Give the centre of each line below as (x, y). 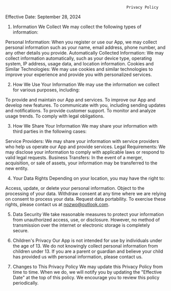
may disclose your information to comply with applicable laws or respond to (85, 152)
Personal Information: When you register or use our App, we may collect (81, 42)
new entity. (17, 168)
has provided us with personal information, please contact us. (78, 257)
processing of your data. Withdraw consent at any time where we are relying (86, 193)
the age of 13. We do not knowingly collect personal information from (85, 246)
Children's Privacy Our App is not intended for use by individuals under (87, 240)
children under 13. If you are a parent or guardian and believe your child (88, 251)
